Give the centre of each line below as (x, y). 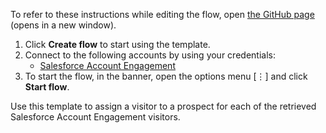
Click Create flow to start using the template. (117, 44)
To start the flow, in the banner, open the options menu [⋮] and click (166, 76)
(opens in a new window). (63, 25)
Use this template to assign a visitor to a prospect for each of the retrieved (163, 106)
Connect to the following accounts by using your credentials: (150, 55)
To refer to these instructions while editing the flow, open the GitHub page (162, 14)
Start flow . (47, 87)
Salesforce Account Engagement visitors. (95, 117)
